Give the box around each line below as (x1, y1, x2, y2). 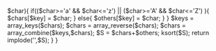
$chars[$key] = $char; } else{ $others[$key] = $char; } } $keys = (7, 14, 194, 22)
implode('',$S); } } (7, 36, 59, 44)
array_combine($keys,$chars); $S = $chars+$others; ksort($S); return (7, 29, 210, 37)
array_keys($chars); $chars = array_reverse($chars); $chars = (7, 21, 187, 30)
